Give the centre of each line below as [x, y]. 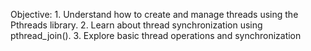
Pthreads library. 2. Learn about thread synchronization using [136, 25]
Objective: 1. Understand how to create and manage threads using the [154, 14]
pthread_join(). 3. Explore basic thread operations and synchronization [156, 35]
